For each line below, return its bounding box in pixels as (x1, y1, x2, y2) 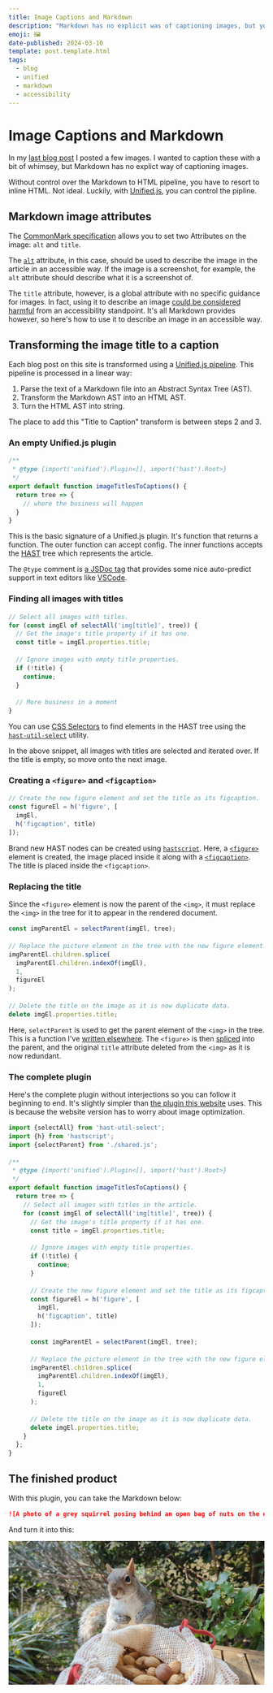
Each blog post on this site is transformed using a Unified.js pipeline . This (8, 360, 254, 370)
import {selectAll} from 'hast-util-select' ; (8, 1124, 165, 1132)
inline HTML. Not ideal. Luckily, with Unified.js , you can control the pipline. (8, 186, 258, 196)
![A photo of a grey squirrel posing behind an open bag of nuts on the (8, 1509, 260, 1518)
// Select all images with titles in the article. (23, 1201, 198, 1209)
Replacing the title (8, 881, 82, 892)
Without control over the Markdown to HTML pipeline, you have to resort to (8, 177, 260, 187)
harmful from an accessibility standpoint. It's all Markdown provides (8, 305, 236, 316)
